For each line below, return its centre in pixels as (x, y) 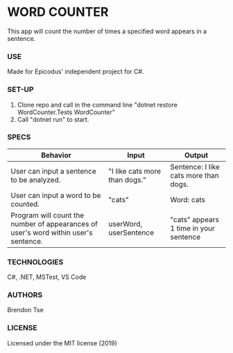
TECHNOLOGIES (35, 262)
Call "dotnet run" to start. (53, 119)
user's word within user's (52, 233)
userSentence (131, 233)
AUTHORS (25, 295)
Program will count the (48, 215)
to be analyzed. (36, 179)
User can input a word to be (56, 195)
